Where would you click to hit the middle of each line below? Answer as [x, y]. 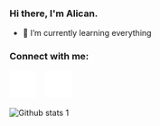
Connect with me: [49, 57]
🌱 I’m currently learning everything [87, 33]
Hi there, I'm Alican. [54, 13]
